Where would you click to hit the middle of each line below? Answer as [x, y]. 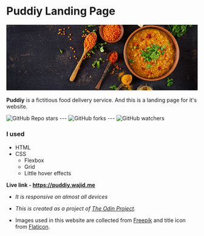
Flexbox [34, 160]
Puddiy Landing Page [61, 11]
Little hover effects [48, 173]
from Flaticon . [32, 226]
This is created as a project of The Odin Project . [75, 208]
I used [15, 134]
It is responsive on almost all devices [61, 197]
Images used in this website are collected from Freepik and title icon [100, 220]
